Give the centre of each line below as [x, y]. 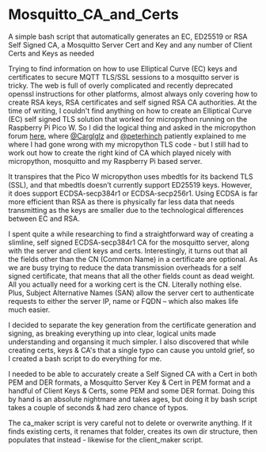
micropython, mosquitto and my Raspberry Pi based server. [105, 161]
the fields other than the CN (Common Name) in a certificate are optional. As [133, 259]
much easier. [29, 310]
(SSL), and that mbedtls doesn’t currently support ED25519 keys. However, [130, 184]
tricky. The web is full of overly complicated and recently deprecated [121, 85]
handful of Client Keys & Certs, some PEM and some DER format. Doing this [131, 390]
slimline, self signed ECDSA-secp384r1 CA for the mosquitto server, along [129, 242]
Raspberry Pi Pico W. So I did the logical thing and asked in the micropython [132, 127]
